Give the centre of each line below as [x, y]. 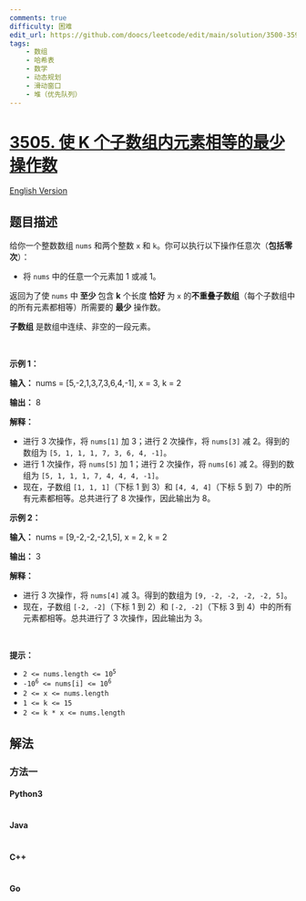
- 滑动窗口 [44, 86]
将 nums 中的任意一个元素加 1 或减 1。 [92, 277]
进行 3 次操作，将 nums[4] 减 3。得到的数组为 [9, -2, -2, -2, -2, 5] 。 [158, 595]
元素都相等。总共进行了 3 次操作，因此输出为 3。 [115, 618]
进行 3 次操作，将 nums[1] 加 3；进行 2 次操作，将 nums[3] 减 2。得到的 [156, 441]
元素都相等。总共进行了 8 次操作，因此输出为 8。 [123, 498]
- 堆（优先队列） [54, 94]
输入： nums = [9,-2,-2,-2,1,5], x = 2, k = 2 [88, 537]
